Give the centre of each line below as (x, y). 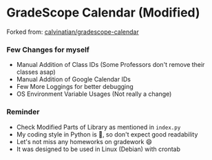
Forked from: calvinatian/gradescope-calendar (73, 32)
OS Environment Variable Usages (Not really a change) (94, 94)
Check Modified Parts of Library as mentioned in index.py (98, 127)
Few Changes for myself (48, 50)
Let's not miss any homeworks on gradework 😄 (84, 141)
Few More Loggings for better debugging (75, 87)
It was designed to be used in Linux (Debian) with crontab (98, 149)
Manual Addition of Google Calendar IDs (74, 79)
